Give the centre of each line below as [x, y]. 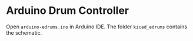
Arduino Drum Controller [68, 11]
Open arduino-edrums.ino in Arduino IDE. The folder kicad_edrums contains [96, 27]
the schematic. [24, 32]
